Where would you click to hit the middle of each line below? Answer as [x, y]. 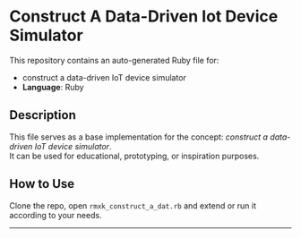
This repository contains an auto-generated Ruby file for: [114, 60]
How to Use [42, 184]
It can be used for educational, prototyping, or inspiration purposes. [134, 156]
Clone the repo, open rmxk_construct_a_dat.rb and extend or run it [133, 205]
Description [43, 115]
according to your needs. [56, 215]
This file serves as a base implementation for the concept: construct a [139, 137]
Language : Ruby [53, 87]
